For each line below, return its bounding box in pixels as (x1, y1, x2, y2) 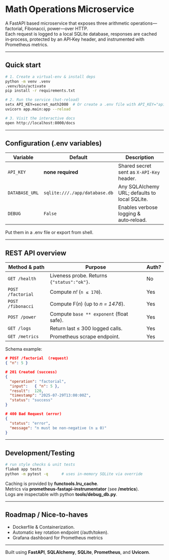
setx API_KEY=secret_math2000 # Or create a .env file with (5, 102, 136, 107)
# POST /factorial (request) (5, 356, 69, 361)
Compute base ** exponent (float (49, 310, 128, 317)
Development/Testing (5, 449, 75, 457)
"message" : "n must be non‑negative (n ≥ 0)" (10, 425, 107, 431)
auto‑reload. (118, 216, 147, 223)
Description (125, 154, 154, 161)
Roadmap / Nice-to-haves (5, 511, 88, 519)
